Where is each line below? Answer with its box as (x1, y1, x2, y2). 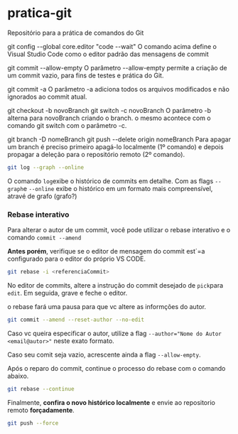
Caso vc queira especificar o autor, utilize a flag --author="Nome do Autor (7, 329, 222, 337)
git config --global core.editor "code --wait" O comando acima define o (7, 42, 217, 50)
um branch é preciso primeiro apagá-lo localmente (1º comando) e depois (7, 142, 224, 151)
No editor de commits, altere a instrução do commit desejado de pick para (7, 281, 224, 289)
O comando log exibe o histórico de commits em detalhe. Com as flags (7, 176, 214, 185)
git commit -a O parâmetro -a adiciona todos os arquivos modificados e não (7, 85, 229, 93)
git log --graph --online (7, 163, 84, 171)
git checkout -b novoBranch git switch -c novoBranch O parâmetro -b (7, 106, 212, 114)
